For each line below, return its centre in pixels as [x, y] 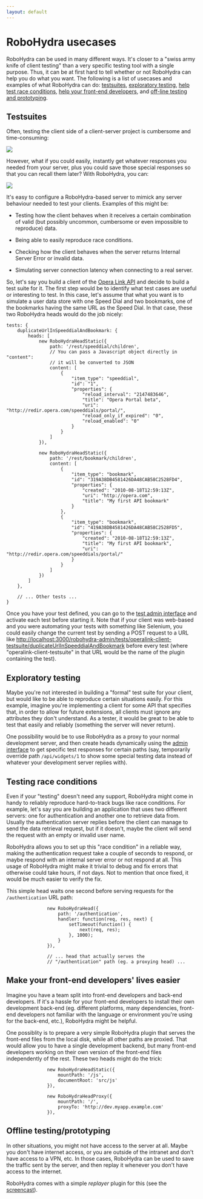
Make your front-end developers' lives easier [93, 980]
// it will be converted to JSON [92, 363]
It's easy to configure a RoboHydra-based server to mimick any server [94, 197]
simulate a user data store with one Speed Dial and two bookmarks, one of [99, 301]
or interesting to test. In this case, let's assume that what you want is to [95, 295]
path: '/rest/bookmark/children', [93, 459]
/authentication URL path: [40, 897]
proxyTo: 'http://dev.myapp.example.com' [111, 1107]
